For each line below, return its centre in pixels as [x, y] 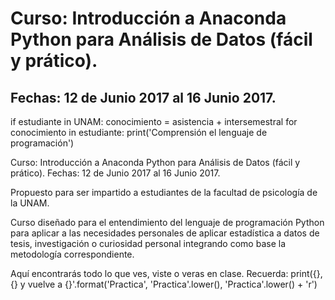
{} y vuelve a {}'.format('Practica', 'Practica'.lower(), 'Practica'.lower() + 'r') [164, 284]
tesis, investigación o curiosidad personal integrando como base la [148, 243]
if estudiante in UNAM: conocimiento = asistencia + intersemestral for [154, 121]
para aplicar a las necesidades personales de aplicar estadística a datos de [165, 233]
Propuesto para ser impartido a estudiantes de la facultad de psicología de [164, 192]
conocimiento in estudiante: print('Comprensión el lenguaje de [139, 132]
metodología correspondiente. [72, 254]
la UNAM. [30, 203]
